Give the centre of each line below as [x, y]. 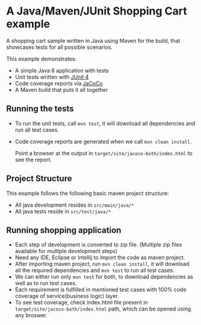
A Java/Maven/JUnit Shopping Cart [97, 11]
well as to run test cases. [46, 283]
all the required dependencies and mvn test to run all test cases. [94, 271]
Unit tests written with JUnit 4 [52, 77]
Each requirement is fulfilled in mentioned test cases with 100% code [100, 290]
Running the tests [40, 109]
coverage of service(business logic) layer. [67, 296]
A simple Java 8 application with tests [62, 70]
